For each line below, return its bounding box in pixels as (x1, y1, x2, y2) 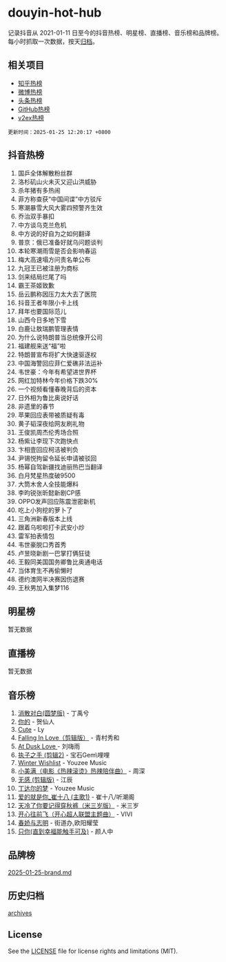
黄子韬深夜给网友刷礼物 (17, 419, 85, 428)
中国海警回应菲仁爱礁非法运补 (17, 359, 103, 367)
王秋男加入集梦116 (17, 583, 70, 592)
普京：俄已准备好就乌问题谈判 (17, 238, 103, 246)
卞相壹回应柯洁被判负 (17, 445, 79, 453)
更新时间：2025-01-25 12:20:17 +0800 (8, 129, 111, 135)
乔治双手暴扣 (17, 212, 54, 220)
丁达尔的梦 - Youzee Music (17, 784, 95, 792)
